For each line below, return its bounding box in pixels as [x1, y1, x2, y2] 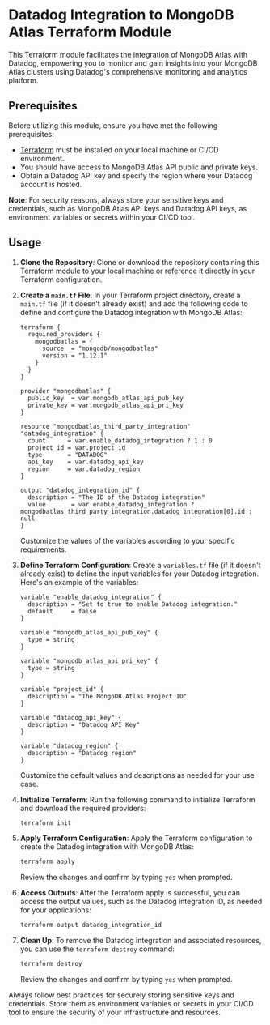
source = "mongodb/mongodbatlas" [41, 344, 158, 352]
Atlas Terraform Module [8, 23, 172, 41]
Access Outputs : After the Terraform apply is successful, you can [19, 888, 241, 898]
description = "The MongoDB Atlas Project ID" [27, 692, 188, 700]
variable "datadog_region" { [19, 741, 119, 750]
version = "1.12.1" [41, 351, 108, 360]
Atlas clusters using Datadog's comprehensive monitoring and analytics [8, 66, 248, 76]
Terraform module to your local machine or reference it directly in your [19, 266, 255, 275]
